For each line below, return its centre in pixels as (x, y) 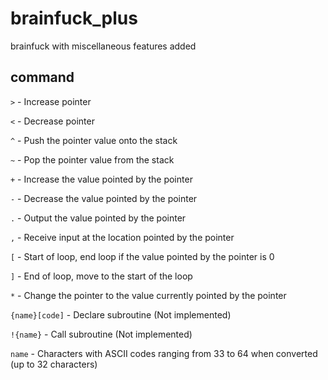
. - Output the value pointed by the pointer (98, 218)
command (42, 77)
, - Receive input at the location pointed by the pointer (122, 237)
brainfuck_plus (74, 18)
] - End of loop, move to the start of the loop (101, 276)
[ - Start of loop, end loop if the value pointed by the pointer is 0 (142, 256)
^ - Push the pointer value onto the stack (94, 140)
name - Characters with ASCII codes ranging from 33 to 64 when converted (164, 353)
